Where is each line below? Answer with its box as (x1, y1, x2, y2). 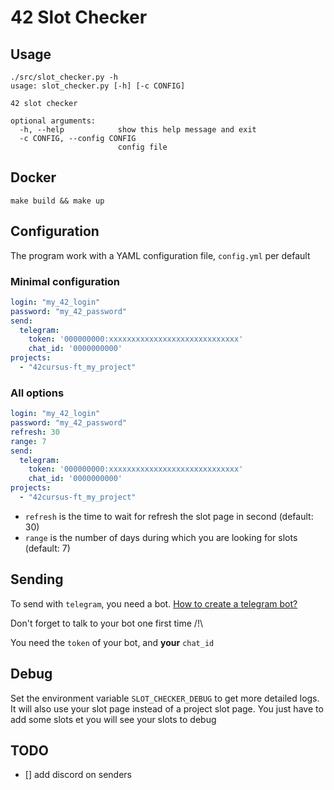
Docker (10, 169, 57, 186)
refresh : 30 (10, 427, 60, 437)
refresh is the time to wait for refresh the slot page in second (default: (24, 510, 314, 522)
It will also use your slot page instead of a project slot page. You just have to (10, 702, 324, 715)
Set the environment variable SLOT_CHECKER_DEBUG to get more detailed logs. (10, 692, 320, 704)
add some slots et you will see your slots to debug (10, 713, 217, 725)
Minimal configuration (10, 274, 121, 288)
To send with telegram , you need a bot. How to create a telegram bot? (10, 597, 298, 610)
